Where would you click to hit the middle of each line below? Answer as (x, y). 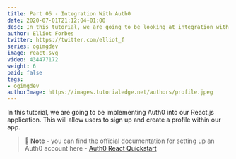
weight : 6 (22, 66)
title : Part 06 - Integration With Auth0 (69, 14)
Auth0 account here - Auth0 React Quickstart (90, 148)
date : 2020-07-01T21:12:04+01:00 (57, 20)
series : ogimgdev (33, 46)
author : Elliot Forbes (41, 33)
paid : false (25, 72)
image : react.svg (33, 53)
